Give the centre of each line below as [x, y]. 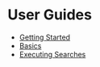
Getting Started [44, 37]
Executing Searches [52, 54]
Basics [30, 45]
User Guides [50, 15]
